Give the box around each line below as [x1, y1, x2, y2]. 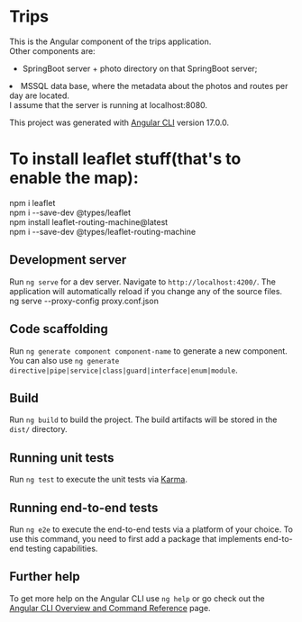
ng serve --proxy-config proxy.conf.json [9, 295, 160, 306]
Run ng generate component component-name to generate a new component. [9, 345, 288, 356]
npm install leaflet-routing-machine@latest [9, 216, 169, 227]
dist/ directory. [9, 424, 68, 435]
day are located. [9, 90, 70, 101]
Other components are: [9, 45, 96, 56]
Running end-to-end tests [9, 500, 159, 515]
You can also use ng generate [9, 355, 120, 365]
